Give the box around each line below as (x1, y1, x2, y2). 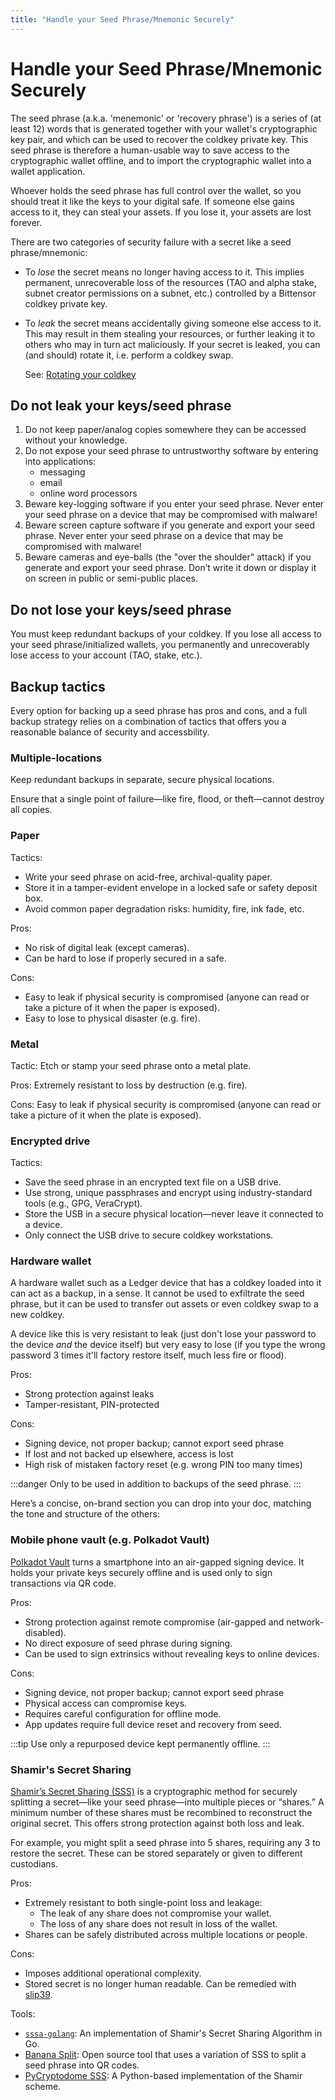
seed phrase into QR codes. (24, 2059, 140, 2071)
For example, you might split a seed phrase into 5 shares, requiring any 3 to (10, 1837, 321, 1849)
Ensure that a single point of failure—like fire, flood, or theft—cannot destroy (10, 793, 325, 805)
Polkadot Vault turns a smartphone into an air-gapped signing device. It (10, 1556, 305, 1568)
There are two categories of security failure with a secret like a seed (10, 236, 292, 248)
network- (286, 1616, 325, 1628)
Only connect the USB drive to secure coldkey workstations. (24, 1229, 274, 1241)
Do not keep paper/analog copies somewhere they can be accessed (24, 424, 307, 436)
